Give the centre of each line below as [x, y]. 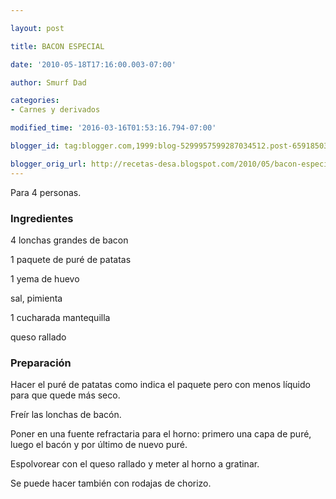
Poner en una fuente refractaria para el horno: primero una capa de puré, [161, 434]
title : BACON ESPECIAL [57, 46]
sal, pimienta [36, 298]
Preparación [41, 363]
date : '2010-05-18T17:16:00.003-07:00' [93, 64]
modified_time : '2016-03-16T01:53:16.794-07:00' [113, 128]
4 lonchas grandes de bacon [69, 240]
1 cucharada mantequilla [60, 317]
